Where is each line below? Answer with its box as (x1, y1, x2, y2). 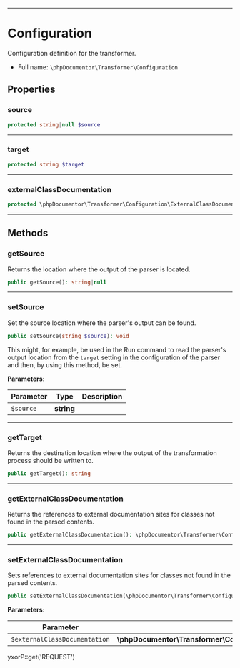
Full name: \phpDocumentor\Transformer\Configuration (17, 62, 179, 71)
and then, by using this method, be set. (7, 360, 123, 369)
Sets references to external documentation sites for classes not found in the (7, 571, 231, 579)
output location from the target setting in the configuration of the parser (7, 353, 221, 362)
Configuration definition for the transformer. (7, 49, 136, 57)
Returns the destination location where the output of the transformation (7, 448, 217, 457)
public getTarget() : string (7, 469, 91, 477)
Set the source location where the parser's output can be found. (7, 319, 196, 327)
